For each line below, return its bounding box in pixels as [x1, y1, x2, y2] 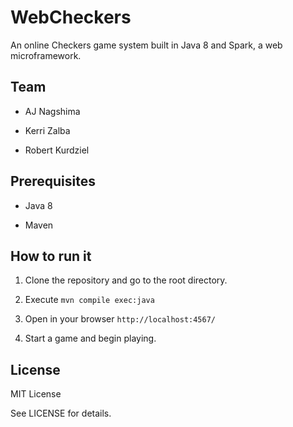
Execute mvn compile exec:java [24, 294, 155, 306]
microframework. [10, 49, 82, 61]
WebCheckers [10, 6, 132, 29]
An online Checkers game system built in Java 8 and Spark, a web [10, 39, 283, 51]
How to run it [10, 247, 92, 265]
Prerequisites [10, 173, 96, 190]
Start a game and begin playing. [24, 332, 157, 345]
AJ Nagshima [24, 105, 81, 117]
